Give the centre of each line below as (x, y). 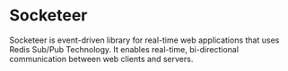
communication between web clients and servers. (101, 59)
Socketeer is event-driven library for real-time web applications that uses (144, 40)
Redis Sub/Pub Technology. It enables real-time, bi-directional (124, 49)
